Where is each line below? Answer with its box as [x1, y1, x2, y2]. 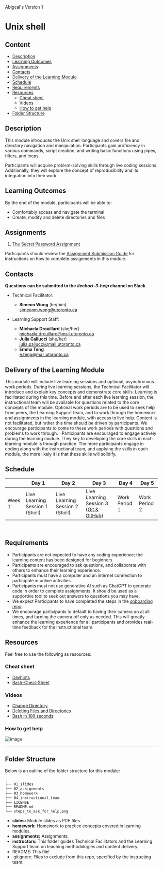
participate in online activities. [12, 577, 72, 583]
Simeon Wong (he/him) [19, 302, 66, 308]
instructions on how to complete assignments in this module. [5, 256, 127, 262]
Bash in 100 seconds [12, 713, 54, 719]
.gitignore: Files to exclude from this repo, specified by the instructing [12, 854, 151, 860]
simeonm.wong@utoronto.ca [19, 307, 78, 313]
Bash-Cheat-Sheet [12, 679, 50, 685]
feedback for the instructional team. [22, 624, 94, 630]
